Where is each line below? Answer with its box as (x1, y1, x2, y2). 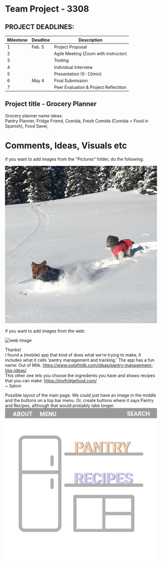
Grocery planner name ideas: (5, 113, 63, 118)
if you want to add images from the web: (5, 328, 85, 334)
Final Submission (54, 78, 88, 83)
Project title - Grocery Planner (5, 100, 97, 108)
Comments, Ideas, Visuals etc (5, 140, 127, 151)
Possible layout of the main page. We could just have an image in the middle (5, 392, 156, 398)
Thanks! (5, 347, 21, 353)
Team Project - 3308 (5, 3, 89, 15)
